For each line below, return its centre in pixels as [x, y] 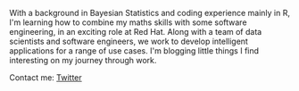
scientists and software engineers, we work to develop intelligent [129, 41]
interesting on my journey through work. [83, 60]
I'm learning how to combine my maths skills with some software [128, 22]
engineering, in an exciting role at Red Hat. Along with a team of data [136, 32]
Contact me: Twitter [46, 78]
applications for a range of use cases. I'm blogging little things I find [134, 51]
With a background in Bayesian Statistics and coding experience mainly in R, [150, 13]
